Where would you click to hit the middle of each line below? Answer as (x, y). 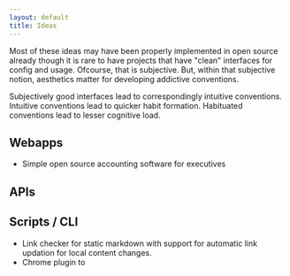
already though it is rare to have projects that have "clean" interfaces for (141, 60)
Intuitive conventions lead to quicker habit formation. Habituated (126, 105)
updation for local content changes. (87, 252)
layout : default (39, 17)
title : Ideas (33, 26)
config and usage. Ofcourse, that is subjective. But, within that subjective (142, 69)
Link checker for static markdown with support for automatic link (140, 243)
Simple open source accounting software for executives (124, 164)
